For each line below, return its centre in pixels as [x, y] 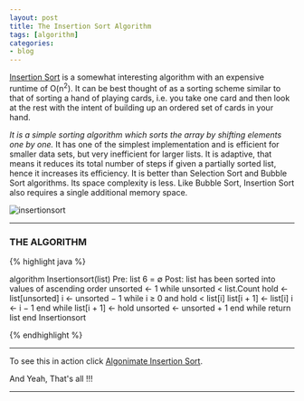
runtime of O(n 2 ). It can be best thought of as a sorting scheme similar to [145, 87]
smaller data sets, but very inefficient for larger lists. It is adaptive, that [141, 154]
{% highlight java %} [47, 262]
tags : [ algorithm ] [44, 34]
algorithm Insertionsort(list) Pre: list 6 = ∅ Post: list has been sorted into [142, 279]
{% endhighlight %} [46, 335]
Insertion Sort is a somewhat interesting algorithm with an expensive [137, 77]
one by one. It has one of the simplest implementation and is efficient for [144, 144]
